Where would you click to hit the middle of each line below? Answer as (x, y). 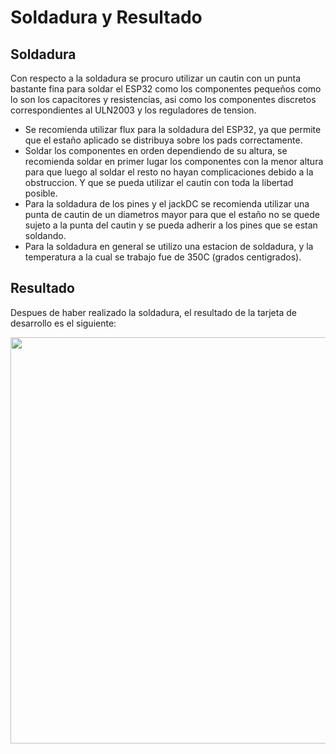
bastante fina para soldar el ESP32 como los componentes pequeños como (166, 89)
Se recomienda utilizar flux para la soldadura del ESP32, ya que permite (173, 129)
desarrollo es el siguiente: (63, 323)
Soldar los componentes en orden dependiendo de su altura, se (156, 150)
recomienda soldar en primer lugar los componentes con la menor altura (174, 161)
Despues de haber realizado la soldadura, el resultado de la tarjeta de (153, 312)
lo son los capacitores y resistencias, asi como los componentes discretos (163, 99)
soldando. (45, 235)
